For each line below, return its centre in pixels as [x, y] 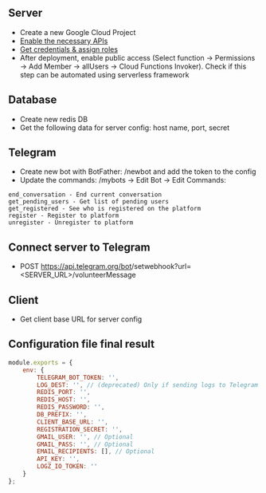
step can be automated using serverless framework [104, 74]
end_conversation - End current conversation [85, 195]
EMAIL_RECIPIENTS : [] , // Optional [96, 452]
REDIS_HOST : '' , [64, 400]
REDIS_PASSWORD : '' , [71, 407]
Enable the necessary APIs [64, 41]
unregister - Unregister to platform [71, 223]
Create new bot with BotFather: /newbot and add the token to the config [138, 172]
